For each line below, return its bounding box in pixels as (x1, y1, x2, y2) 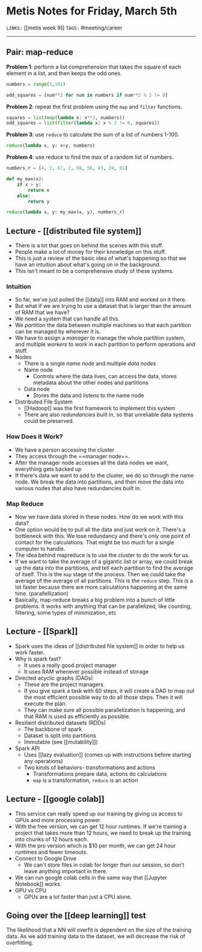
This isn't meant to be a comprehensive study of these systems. (14, 268, 174, 275)
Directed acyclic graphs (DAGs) (14, 674, 93, 681)
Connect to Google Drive (14, 855, 77, 862)
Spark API (14, 745, 40, 752)
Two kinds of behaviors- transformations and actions (23, 764, 156, 771)
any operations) (23, 757, 63, 764)
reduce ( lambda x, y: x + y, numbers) (6, 143, 96, 149)
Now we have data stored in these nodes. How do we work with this (14, 513, 183, 520)
